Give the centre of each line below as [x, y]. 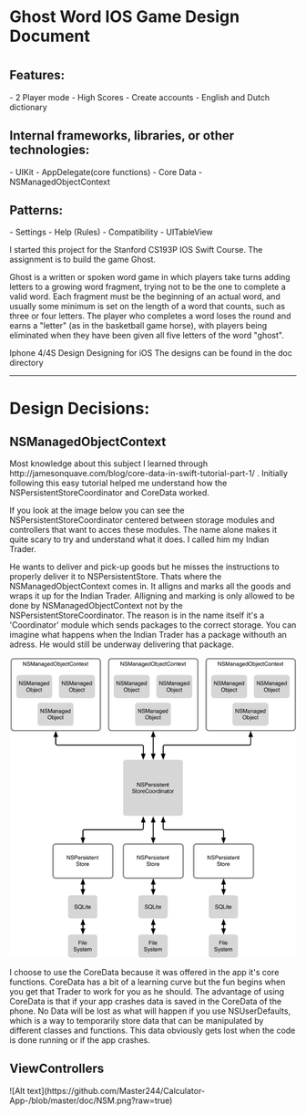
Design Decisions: [80, 408]
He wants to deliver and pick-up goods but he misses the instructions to [144, 567]
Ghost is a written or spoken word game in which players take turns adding [150, 277]
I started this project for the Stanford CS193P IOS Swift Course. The [136, 250]
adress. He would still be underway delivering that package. [122, 644]
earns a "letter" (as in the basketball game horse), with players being [138, 326]
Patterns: [36, 210]
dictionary [28, 107]
